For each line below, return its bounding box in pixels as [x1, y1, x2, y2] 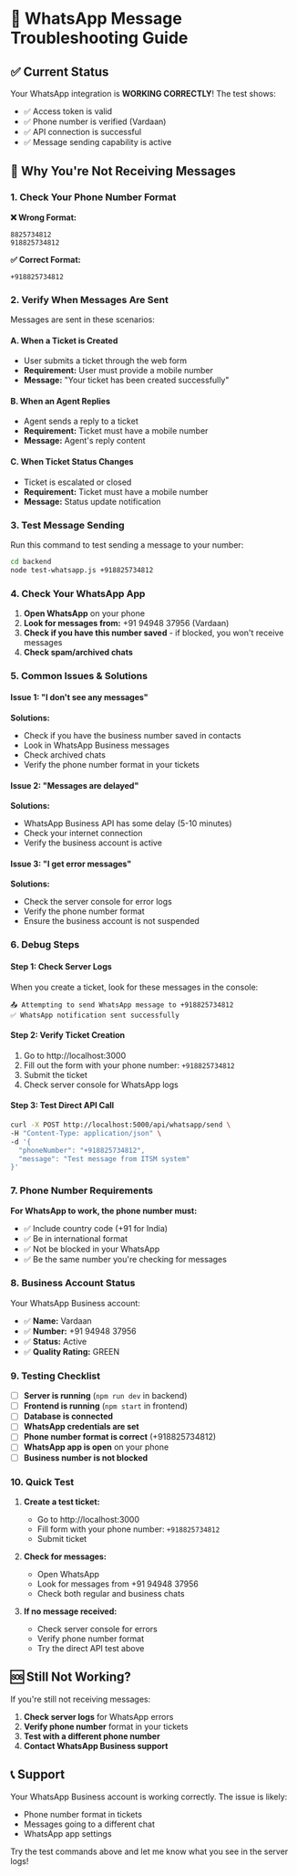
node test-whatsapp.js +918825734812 [10, 565, 154, 574]
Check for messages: [23, 1551, 108, 1562]
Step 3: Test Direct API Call [10, 1100, 115, 1111]
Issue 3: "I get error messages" [10, 858, 132, 869]
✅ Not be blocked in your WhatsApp [23, 1243, 160, 1254]
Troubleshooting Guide [10, 27, 189, 48]
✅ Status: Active [23, 1336, 87, 1347]
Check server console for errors [36, 1623, 158, 1634]
